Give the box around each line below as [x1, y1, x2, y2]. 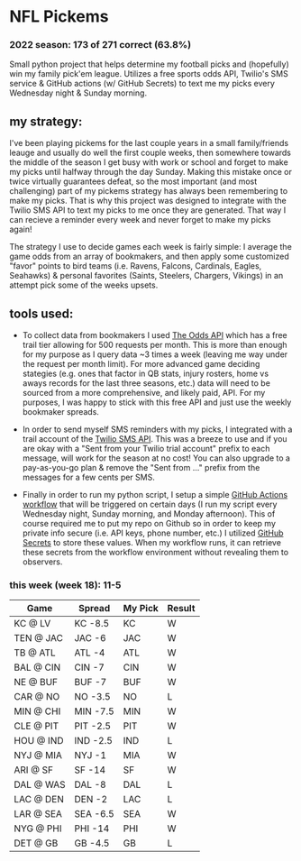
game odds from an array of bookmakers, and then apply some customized [9, 251, 290, 262]
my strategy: [9, 114, 83, 129]
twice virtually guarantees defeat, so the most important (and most [9, 176, 258, 187]
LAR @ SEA [14, 808, 63, 820]
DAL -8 [74, 778, 106, 791]
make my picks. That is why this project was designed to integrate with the [9, 196, 287, 206]
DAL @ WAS [14, 778, 66, 791]
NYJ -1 [74, 749, 106, 762]
